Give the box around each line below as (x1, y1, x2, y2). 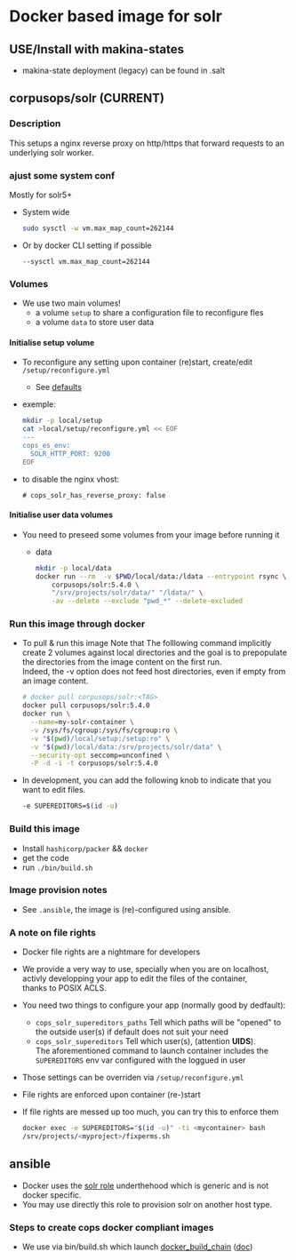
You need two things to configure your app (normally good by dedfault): (21, 1000, 286, 1010)
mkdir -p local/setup (21, 416, 102, 426)
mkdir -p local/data (35, 563, 112, 572)
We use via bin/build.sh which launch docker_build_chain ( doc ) (21, 1241, 253, 1252)
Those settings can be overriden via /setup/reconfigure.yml (21, 1073, 244, 1083)
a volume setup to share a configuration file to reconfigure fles (35, 307, 264, 318)
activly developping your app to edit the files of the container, (21, 973, 248, 984)
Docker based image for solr (9, 6, 223, 27)
